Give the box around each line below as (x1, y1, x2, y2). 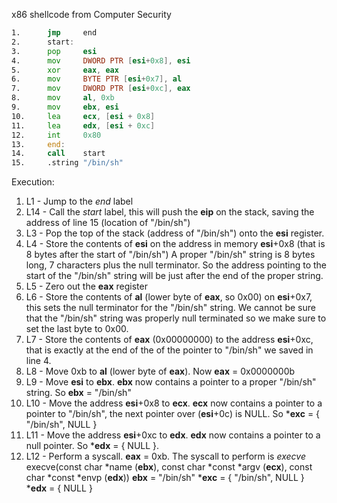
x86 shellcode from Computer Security (11, 9, 172, 20)
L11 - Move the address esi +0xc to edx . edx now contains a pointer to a (25, 429, 321, 441)
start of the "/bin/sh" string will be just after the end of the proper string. (25, 270, 324, 282)
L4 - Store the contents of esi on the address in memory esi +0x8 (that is (25, 238, 326, 250)
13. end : (11, 139, 66, 149)
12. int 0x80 (11, 130, 102, 140)
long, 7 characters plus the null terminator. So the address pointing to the (25, 259, 328, 271)
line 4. (25, 355, 52, 367)
